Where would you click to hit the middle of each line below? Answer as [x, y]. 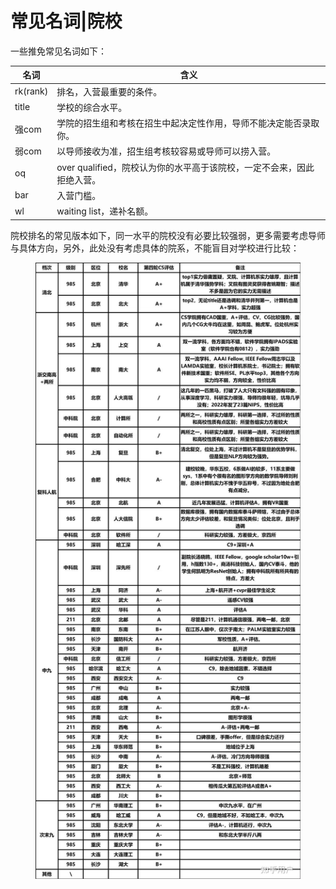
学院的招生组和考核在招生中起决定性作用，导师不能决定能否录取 [188, 123]
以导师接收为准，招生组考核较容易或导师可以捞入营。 [166, 151]
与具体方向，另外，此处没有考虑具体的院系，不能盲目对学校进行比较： [155, 248]
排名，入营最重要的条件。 [109, 91]
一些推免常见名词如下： [58, 51]
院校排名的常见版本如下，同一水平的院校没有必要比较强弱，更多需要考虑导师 [168, 235]
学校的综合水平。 [92, 107]
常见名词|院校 [66, 21]
